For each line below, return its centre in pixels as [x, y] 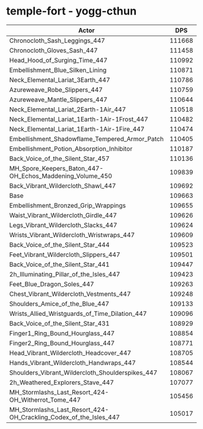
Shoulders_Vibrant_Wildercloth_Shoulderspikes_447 [83, 372]
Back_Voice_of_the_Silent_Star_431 [60, 323]
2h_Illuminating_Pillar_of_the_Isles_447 [65, 274]
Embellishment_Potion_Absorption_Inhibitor [71, 148]
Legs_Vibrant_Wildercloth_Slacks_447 [63, 225]
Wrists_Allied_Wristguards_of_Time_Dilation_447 [78, 313]
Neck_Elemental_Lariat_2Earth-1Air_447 [68, 109]
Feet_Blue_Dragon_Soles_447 [52, 284]
